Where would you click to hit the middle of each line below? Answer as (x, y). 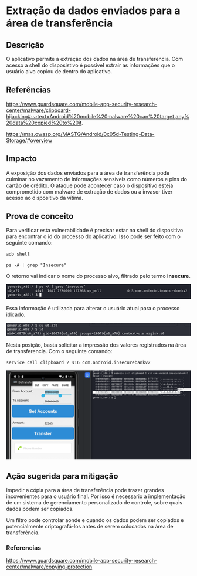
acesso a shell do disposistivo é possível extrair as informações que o (91, 65)
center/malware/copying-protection (49, 567)
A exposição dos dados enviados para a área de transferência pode (88, 173)
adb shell (18, 254)
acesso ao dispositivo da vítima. (45, 198)
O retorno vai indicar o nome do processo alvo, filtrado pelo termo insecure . (98, 276)
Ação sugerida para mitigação (62, 476)
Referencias (24, 548)
